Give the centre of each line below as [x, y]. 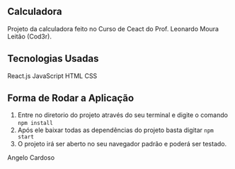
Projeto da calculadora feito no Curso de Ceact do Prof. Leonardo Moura [113, 28]
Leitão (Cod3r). [29, 36]
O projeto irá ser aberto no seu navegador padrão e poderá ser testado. [122, 144]
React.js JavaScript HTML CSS [52, 76]
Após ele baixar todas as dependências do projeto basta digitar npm [115, 130]
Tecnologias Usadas [53, 59]
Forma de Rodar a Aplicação [71, 98]
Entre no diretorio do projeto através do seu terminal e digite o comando [123, 115]
